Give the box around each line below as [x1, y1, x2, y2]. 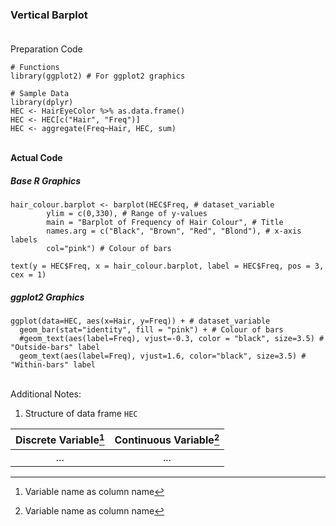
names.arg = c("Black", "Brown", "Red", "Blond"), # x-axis [46, 226, 302, 237]
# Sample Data [10, 89, 70, 99]
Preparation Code [10, 43, 83, 55]
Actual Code [10, 152, 63, 164]
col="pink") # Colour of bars [46, 244, 172, 254]
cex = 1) [10, 270, 47, 280]
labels [10, 235, 38, 245]
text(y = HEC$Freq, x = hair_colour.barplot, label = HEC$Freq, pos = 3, [10, 261, 325, 272]
